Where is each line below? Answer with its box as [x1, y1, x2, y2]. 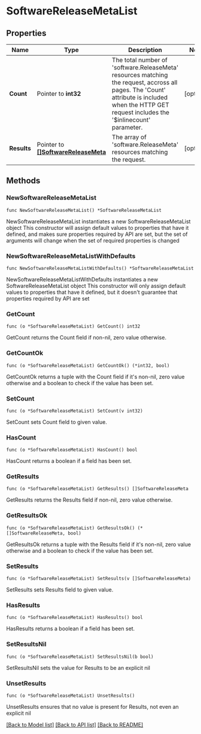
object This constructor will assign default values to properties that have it [6, 224, 189, 231]
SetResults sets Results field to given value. [6, 586, 114, 593]
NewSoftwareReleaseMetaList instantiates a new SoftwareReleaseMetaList [6, 217, 191, 225]
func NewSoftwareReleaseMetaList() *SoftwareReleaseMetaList [6, 207, 162, 213]
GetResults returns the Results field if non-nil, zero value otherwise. [6, 496, 173, 504]
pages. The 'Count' [111, 86, 166, 94]
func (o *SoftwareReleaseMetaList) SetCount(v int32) [6, 408, 144, 414]
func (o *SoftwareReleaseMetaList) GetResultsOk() [6, 525, 135, 531]
